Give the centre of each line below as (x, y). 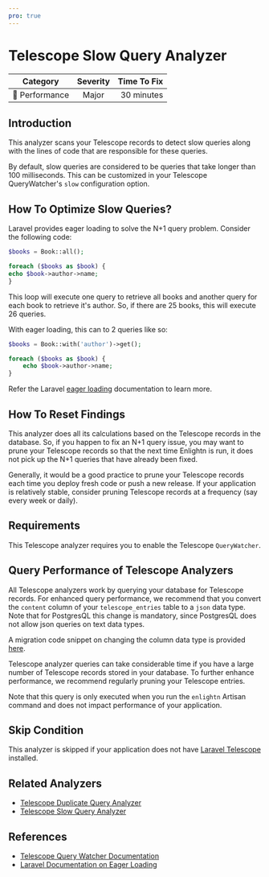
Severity (94, 81)
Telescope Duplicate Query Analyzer (81, 803)
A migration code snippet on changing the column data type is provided (127, 640)
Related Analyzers (55, 783)
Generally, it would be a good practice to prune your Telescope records (126, 475)
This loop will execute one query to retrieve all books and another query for (133, 296)
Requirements (44, 526)
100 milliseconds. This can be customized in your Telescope (108, 175)
